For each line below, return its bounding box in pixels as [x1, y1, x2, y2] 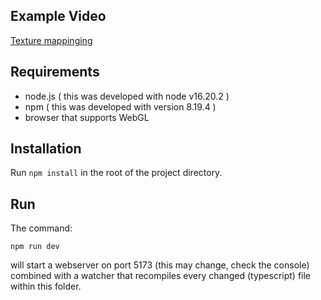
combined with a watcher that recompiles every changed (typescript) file [10, 270, 312, 282]
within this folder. [10, 280, 82, 293]
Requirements [10, 64, 100, 81]
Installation [10, 140, 82, 158]
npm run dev [10, 242, 60, 252]
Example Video [10, 8, 107, 25]
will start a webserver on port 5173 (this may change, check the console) [10, 259, 310, 271]
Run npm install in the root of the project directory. [10, 167, 223, 179]
